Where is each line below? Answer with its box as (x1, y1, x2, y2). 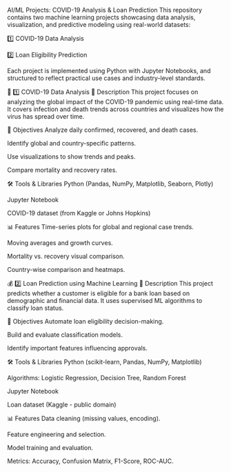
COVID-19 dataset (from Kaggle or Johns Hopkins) (7, 209, 151, 217)
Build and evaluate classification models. (7, 331, 123, 339)
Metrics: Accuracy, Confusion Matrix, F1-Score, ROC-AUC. (7, 457, 174, 465)
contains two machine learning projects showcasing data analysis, (7, 13, 196, 21)
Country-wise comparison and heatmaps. (7, 266, 125, 273)
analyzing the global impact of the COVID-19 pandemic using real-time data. (7, 98, 224, 106)
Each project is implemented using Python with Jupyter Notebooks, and (7, 67, 211, 75)
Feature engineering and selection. (7, 431, 106, 438)
